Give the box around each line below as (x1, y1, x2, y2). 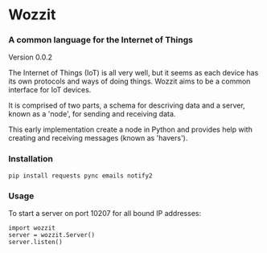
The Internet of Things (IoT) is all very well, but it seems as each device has (8, 68, 259, 78)
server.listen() (8, 239, 63, 247)
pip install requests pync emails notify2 (8, 171, 153, 180)
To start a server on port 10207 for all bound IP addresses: (8, 209, 202, 218)
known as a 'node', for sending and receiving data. (8, 109, 176, 119)
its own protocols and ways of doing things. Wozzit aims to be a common (8, 76, 251, 86)
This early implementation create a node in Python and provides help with (8, 124, 253, 134)
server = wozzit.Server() (8, 231, 95, 239)
